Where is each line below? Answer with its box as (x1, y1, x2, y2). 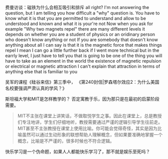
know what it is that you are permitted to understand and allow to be (5, 16, 146, 21)
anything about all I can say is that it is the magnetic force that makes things (5, 42, 162, 48)
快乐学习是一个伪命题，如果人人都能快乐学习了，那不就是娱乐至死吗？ (5, 148, 150, 154)
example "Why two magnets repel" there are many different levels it (5, 26, 145, 32)
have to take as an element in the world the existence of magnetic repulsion (5, 58, 161, 64)
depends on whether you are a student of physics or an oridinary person (5, 32, 155, 37)
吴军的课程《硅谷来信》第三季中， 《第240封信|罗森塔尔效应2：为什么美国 (5, 79, 159, 85)
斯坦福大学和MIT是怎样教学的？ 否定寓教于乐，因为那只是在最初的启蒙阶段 (5, 96, 159, 102)
